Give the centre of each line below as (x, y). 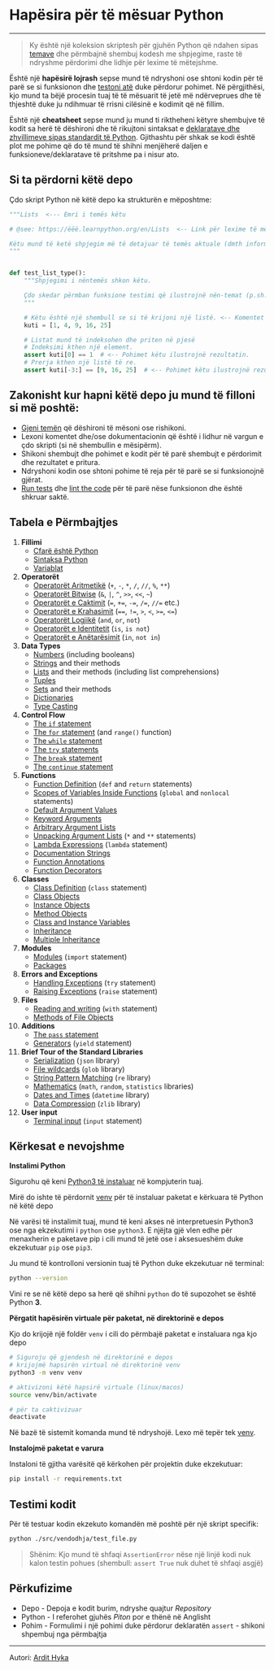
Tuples (44, 680)
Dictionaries (53, 698)
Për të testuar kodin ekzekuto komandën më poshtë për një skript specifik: (134, 1524)
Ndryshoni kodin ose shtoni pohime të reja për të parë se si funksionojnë (143, 471)
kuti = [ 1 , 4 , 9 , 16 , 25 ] (68, 325)
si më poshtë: (44, 408)
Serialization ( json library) (76, 1060)
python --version (39, 1278)
